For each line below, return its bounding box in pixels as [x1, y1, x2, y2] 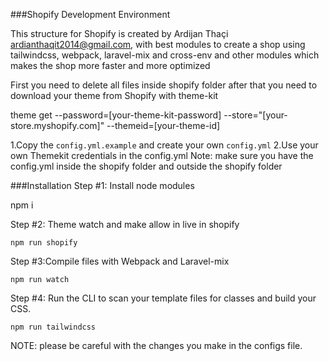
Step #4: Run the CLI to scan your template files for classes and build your [10, 292, 317, 304]
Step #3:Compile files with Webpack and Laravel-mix [10, 255, 230, 267]
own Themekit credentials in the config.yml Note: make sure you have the [10, 150, 314, 161]
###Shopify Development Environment [10, 9, 171, 20]
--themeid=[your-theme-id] [106, 120, 221, 131]
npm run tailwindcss [10, 322, 97, 332]
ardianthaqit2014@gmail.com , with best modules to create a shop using [10, 39, 306, 50]
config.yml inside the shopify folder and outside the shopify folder [10, 160, 283, 172]
